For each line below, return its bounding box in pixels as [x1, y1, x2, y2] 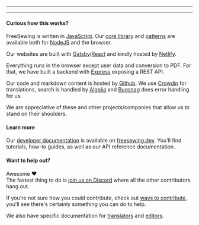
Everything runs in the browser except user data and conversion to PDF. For [6, 62, 191, 69]
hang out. [6, 182, 30, 190]
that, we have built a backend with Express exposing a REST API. [6, 68, 165, 75]
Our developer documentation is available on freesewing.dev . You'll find [6, 137, 182, 144]
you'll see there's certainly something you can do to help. [6, 200, 146, 208]
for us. [6, 93, 23, 100]
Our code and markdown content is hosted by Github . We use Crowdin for [6, 80, 187, 87]
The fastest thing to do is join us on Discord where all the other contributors [6, 176, 191, 183]
